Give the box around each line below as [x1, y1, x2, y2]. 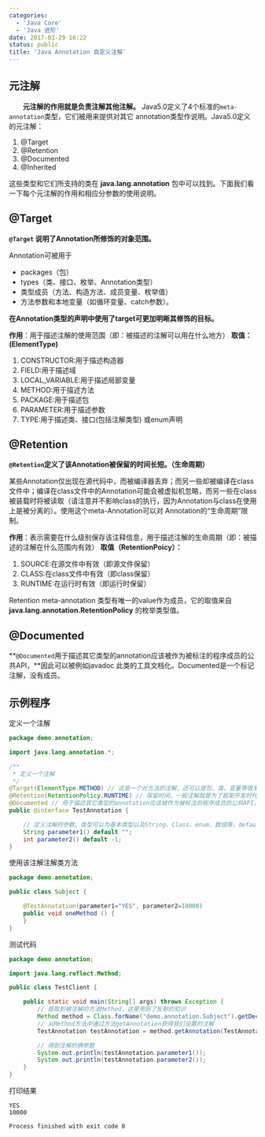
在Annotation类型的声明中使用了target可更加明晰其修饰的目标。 [9, 313, 219, 323]
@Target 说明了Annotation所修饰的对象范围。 [9, 233, 156, 243]
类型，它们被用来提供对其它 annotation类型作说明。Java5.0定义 [43, 111, 251, 121]
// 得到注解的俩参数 [37, 1042, 95, 1049]
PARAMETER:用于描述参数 [20, 404, 105, 414]
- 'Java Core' [16, 19, 62, 27]
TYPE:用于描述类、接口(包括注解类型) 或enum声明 [20, 415, 183, 424]
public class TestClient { [9, 983, 98, 992]
